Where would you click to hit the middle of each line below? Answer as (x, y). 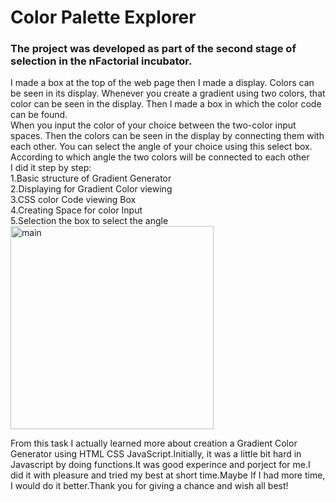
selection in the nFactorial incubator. (101, 61)
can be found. (39, 115)
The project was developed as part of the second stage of (153, 49)
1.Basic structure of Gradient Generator (91, 178)
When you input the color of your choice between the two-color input (153, 125)
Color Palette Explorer (103, 17)
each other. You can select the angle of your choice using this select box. (161, 147)
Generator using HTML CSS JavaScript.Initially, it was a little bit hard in (156, 454)
